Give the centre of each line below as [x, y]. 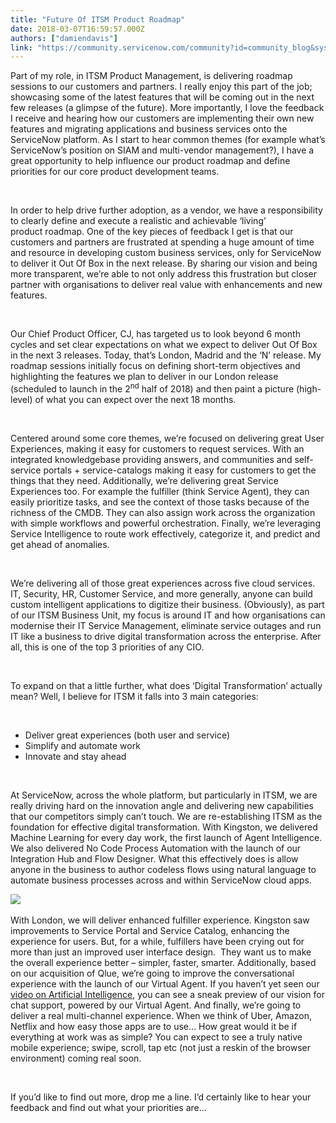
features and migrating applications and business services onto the [149, 129]
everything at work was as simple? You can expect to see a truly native [156, 1037]
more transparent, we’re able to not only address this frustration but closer [163, 274]
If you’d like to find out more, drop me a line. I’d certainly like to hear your [161, 1097]
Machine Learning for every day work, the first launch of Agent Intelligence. [166, 837]
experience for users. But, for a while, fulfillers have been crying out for [157, 941]
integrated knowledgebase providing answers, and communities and [151, 459]
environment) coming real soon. [76, 1058]
